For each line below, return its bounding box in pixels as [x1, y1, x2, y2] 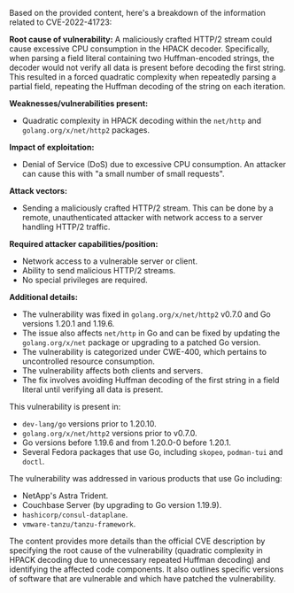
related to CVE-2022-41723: [9, 17, 112, 27]
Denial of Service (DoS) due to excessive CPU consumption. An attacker [21, 159, 286, 169]
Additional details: [9, 292, 78, 302]
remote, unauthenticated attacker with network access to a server [21, 212, 263, 222]
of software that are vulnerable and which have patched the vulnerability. [9, 574, 276, 583]
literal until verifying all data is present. [21, 384, 164, 395]
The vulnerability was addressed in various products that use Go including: [9, 474, 282, 483]
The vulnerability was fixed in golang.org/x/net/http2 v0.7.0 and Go [21, 309, 272, 320]
